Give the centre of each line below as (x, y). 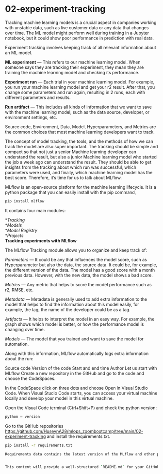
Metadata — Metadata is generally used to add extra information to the (76, 299)
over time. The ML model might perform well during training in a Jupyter (77, 33)
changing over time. (25, 329)
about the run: (19, 358)
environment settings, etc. (31, 117)
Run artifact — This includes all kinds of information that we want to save (78, 107)
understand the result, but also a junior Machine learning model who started (81, 157)
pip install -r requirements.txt (39, 445)
